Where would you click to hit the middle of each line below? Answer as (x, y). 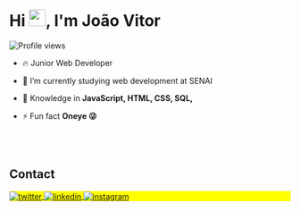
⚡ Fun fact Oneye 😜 (59, 115)
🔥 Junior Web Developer (67, 63)
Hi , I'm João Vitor (85, 21)
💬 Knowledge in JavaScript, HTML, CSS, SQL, (108, 97)
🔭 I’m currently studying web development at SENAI (117, 80)
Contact (32, 174)
